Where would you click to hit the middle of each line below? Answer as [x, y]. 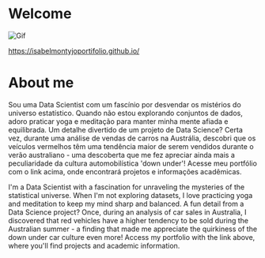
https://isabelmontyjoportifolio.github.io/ [74, 50]
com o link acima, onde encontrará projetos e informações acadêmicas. [125, 171]
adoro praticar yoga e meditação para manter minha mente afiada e [118, 121]
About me [41, 83]
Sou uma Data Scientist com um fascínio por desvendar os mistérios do [125, 104]
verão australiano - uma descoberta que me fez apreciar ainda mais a [122, 155]
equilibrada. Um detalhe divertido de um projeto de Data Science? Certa [126, 129]
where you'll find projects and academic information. [94, 245]
